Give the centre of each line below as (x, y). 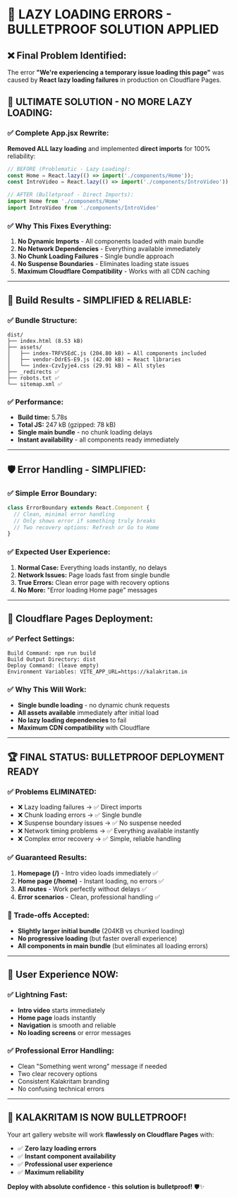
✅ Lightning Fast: (38, 995)
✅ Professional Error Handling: (61, 1051)
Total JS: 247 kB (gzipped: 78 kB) (67, 425)
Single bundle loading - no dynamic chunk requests (94, 705)
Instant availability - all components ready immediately (98, 440)
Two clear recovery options (57, 1073)
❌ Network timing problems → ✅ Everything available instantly (108, 831)
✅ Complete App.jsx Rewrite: (58, 133)
